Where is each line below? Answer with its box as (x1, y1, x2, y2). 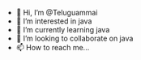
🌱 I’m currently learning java (15, 25, 110, 34)
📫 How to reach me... (15, 43, 90, 52)
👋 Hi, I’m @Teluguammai (15, 8, 98, 17)
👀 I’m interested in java (15, 16, 92, 26)
